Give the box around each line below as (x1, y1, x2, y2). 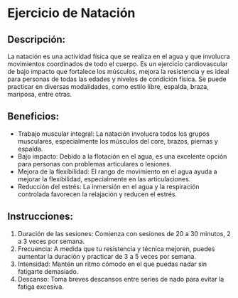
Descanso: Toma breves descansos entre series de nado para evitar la (17, 275, 225, 283)
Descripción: (7, 33, 66, 46)
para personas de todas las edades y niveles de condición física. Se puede (7, 75, 227, 83)
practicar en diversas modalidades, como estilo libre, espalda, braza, (7, 83, 210, 90)
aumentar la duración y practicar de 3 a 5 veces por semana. (17, 252, 197, 260)
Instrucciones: (7, 211, 73, 223)
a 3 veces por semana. (17, 237, 85, 245)
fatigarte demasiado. (17, 267, 79, 275)
